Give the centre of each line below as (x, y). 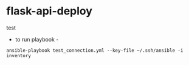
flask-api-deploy (50, 11)
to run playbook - (37, 39)
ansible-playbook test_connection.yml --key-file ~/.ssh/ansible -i (95, 50)
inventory (19, 55)
